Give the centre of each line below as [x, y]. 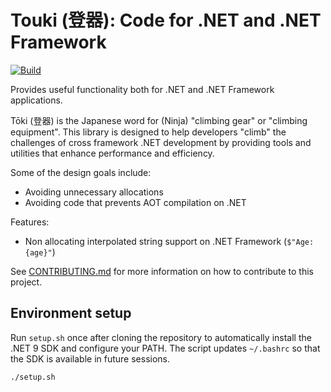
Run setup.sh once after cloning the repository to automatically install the [161, 337]
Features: [30, 222]
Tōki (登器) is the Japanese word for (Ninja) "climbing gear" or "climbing [159, 120]
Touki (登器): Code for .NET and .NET [166, 20]
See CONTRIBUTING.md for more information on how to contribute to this [162, 271]
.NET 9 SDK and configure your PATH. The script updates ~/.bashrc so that [165, 348]
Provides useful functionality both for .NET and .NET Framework [142, 89]
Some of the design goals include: [81, 172]
